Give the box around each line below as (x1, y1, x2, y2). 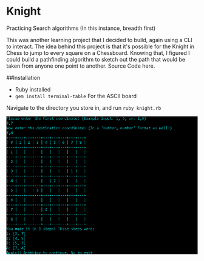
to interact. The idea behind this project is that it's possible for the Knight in (6, 43, 195, 50)
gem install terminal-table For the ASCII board (15, 92, 137, 99)
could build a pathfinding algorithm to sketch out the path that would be (6, 55, 186, 63)
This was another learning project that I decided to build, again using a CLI (6, 36, 192, 43)
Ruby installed (15, 85, 51, 93)
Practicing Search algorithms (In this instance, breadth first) (6, 24, 156, 32)
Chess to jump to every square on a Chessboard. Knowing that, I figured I (6, 49, 190, 56)
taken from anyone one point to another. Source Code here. (6, 62, 155, 70)
